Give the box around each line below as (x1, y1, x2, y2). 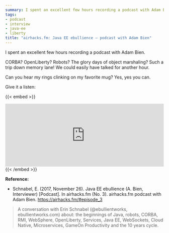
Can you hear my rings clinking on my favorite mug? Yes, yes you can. (5, 74, 151, 80)
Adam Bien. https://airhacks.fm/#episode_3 (12, 196, 103, 202)
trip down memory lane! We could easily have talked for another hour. (5, 64, 150, 70)
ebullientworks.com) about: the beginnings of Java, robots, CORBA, (17, 211, 158, 217)
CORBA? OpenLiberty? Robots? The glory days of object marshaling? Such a (5, 59, 164, 65)
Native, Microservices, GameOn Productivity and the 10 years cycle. (17, 222, 159, 228)
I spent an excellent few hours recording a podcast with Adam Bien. (5, 49, 145, 55)
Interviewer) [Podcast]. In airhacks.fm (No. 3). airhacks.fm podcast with (12, 191, 162, 197)
